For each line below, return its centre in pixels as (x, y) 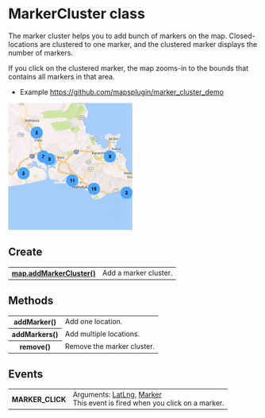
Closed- (242, 36)
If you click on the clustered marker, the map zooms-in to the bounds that (128, 68)
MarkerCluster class (77, 14)
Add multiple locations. (102, 334)
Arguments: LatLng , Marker (117, 395)
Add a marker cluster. (137, 273)
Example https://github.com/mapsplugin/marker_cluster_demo (122, 91)
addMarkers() (35, 335)
